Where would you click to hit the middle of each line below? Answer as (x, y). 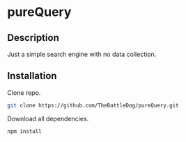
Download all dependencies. (48, 118)
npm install (24, 131)
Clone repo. (24, 92)
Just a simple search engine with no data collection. (82, 54)
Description (33, 38)
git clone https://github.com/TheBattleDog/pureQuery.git (93, 105)
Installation (32, 76)
